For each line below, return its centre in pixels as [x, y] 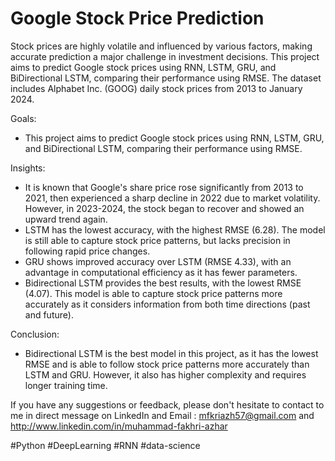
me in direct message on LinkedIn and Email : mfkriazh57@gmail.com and [162, 415]
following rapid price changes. [87, 251]
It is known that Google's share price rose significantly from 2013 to [164, 187]
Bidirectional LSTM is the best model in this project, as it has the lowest [171, 353]
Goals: [23, 118]
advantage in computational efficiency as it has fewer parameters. [161, 272]
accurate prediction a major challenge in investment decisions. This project [165, 56]
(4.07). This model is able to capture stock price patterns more [153, 293]
